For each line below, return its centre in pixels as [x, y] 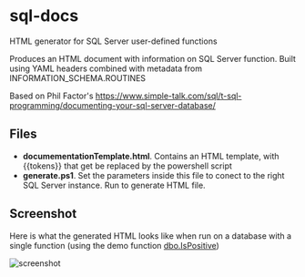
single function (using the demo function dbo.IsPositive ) [115, 245]
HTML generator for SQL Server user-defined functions [113, 41]
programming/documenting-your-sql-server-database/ [113, 105]
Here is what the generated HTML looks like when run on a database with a [151, 236]
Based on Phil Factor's [51, 96]
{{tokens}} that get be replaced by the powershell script [127, 166]
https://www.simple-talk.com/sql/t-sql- [168, 96]
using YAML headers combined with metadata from [106, 68]
